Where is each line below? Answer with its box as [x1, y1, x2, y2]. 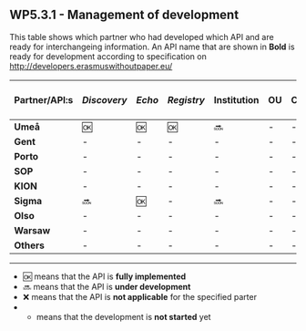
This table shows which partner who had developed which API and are [9, 31, 275, 42]
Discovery [81, 93, 127, 106]
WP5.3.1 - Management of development [9, 7, 240, 23]
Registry [167, 93, 205, 106]
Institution [213, 93, 260, 106]
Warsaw [14, 223, 51, 236]
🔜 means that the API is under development [22, 281, 191, 292]
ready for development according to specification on [9, 50, 207, 62]
